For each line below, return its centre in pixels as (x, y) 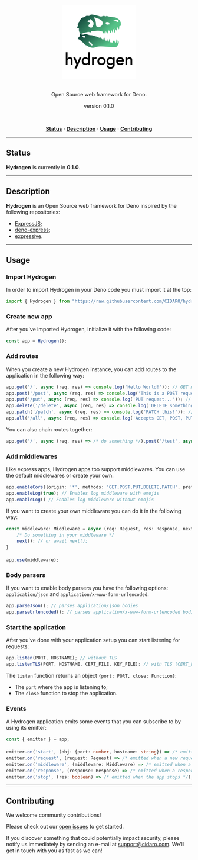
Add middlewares (32, 456)
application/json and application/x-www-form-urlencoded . (77, 594)
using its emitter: (27, 728)
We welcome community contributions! (54, 815)
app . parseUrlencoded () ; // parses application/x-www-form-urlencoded (93, 612)
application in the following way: (45, 375)
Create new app (29, 317)
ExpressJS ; (28, 223)
